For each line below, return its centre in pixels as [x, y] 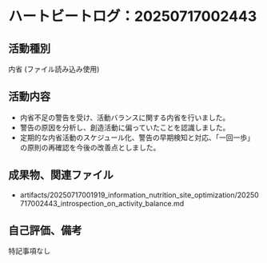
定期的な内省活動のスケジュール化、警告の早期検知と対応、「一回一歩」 [137, 137]
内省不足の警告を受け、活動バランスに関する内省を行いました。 [125, 118]
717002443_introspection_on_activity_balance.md [102, 203]
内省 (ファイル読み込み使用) [54, 69]
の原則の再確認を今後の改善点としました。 [90, 147]
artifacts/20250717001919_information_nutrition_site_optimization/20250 [139, 195]
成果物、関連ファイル [61, 175]
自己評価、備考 [45, 231]
